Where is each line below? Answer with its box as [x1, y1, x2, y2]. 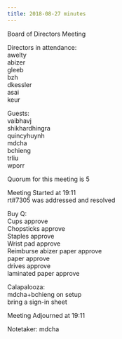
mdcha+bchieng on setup [7, 290, 82, 298]
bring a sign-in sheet [7, 298, 68, 306]
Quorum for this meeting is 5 [7, 175, 90, 183]
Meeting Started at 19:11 [7, 188, 76, 197]
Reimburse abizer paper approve [7, 246, 102, 255]
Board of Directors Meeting [7, 29, 86, 38]
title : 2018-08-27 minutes [7, 10, 86, 18]
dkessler [7, 80, 32, 88]
